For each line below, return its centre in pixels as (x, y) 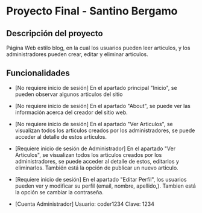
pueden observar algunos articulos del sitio (69, 94)
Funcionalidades (38, 73)
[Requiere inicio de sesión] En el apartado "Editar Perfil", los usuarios (101, 179)
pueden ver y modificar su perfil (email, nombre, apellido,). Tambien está (105, 186)
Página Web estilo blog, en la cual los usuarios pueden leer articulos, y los (98, 48)
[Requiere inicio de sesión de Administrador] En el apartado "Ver (95, 148)
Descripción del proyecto (55, 33)
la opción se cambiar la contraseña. (59, 192)
